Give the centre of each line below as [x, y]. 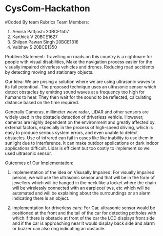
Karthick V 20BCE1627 [35, 37]
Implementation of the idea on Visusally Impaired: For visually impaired [83, 172]
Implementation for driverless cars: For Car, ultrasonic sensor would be [83, 208]
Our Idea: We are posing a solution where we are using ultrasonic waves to [80, 82]
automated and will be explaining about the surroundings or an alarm [81, 193]
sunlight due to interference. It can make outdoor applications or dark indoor [82, 143]
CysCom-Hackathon [48, 9]
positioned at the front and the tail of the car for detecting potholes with [84, 213]
